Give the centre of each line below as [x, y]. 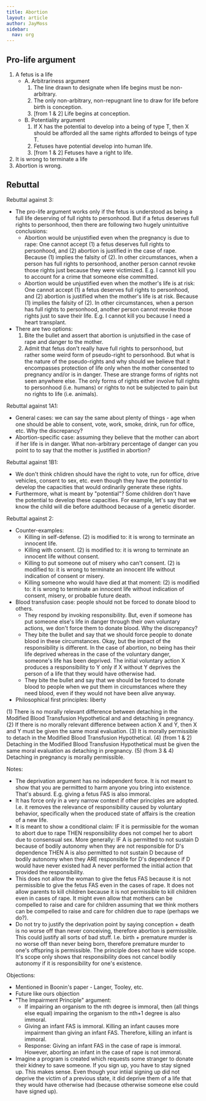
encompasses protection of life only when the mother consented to [109, 368]
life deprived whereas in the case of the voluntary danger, [97, 654]
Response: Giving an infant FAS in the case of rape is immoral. [103, 1045]
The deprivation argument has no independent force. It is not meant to [104, 781]
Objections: [21, 975]
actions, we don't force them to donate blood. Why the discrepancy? [111, 628]
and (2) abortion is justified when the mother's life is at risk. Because [111, 296]
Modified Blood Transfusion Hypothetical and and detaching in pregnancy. [100, 718]
